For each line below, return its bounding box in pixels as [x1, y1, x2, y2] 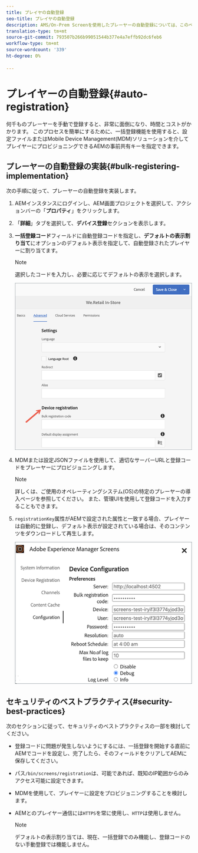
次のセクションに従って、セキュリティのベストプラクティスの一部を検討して [6, 723, 191, 730]
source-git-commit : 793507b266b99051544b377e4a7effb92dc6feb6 [6, 34, 162, 41]
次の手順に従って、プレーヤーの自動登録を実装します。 [6, 187, 140, 195]
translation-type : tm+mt [6, 28, 67, 34]
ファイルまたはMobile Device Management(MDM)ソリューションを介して [11, 135, 189, 142]
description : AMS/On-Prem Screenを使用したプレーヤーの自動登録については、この [6, 22, 189, 28]
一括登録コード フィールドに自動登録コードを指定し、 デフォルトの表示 [14, 232, 186, 239]
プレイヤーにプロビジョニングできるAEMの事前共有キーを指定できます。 [6, 142, 182, 150]
